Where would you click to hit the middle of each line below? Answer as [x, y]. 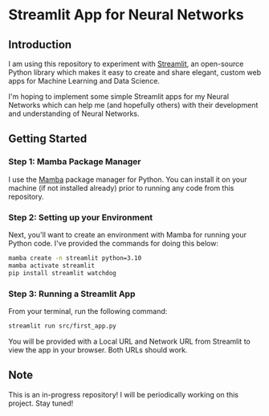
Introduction [40, 45]
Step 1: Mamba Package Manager [75, 162]
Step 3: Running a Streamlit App [72, 294]
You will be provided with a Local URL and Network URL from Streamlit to [129, 341]
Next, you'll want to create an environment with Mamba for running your [128, 234]
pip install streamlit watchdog [62, 273]
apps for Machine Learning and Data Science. [84, 81]
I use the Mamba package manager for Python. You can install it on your [128, 179]
